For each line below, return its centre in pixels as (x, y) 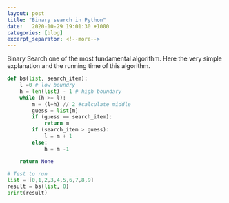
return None (37, 161)
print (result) (28, 193)
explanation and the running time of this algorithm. (79, 66)
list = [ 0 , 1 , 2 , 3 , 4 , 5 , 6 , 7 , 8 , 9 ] (51, 180)
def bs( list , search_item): (48, 79)
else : (40, 142)
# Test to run (28, 174)
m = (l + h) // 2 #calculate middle (81, 104)
